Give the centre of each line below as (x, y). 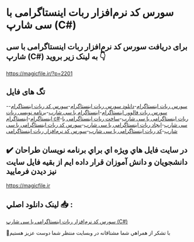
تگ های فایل (26, 92)
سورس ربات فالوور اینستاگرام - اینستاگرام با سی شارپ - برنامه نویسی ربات (87, 112)
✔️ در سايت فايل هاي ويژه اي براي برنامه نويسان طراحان (97, 150)
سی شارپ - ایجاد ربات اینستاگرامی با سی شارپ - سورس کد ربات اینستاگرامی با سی (97, 125)
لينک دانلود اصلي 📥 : (39, 205)
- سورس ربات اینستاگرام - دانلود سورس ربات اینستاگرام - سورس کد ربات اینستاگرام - (97, 106)
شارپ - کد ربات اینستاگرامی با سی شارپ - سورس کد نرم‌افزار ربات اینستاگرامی (92, 131)
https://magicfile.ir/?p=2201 (39, 74)
